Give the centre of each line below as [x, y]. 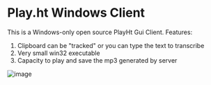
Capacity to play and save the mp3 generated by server [97, 60]
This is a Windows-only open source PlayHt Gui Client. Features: [100, 32]
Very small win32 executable [58, 53]
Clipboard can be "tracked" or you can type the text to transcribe [111, 45]
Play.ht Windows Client [76, 13]
